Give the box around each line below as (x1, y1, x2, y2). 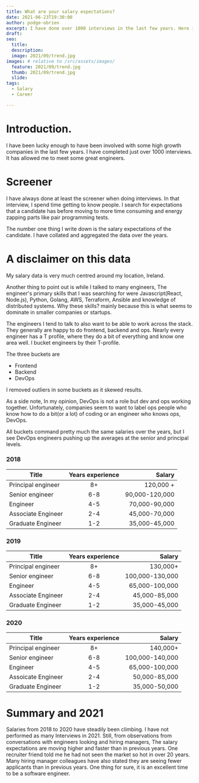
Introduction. (6, 122, 72, 135)
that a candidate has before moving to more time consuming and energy (6, 207, 182, 214)
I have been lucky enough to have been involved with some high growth (6, 142, 182, 149)
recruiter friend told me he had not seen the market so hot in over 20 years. (6, 751, 191, 758)
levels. (6, 440, 22, 448)
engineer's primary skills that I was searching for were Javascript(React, (6, 289, 182, 297)
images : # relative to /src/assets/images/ (6, 58, 115, 64)
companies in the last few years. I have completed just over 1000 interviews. (6, 148, 192, 155)
